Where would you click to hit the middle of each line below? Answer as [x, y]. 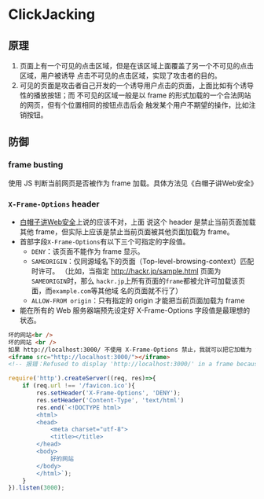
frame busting [36, 165]
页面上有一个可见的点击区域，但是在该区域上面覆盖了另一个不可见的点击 [136, 66]
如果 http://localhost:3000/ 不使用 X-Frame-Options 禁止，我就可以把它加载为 [130, 350]
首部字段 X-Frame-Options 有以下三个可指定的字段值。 [104, 241]
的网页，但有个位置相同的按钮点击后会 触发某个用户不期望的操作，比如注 [137, 105]
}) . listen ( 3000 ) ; [37, 488]
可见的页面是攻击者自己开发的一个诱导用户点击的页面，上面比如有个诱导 [136, 85]
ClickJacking [52, 15]
